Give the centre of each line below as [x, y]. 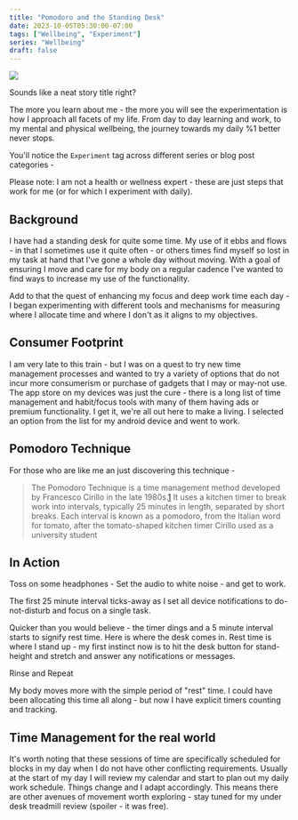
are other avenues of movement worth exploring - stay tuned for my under [145, 797]
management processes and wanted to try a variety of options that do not [145, 374]
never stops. [32, 138]
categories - [32, 165]
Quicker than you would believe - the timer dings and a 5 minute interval [141, 628]
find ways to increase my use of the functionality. [100, 278]
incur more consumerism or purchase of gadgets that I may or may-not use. [148, 382]
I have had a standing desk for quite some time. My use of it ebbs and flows [148, 240]
